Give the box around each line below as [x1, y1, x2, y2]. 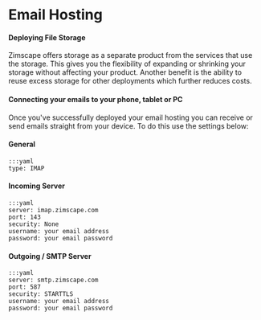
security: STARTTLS [8, 290, 74, 298]
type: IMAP [8, 164, 45, 172]
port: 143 [8, 213, 42, 221]
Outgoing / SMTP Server [8, 251, 92, 261]
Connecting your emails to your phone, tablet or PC [8, 94, 183, 104]
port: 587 [8, 283, 42, 291]
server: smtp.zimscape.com [8, 276, 99, 285]
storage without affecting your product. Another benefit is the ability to [8, 68, 243, 77]
